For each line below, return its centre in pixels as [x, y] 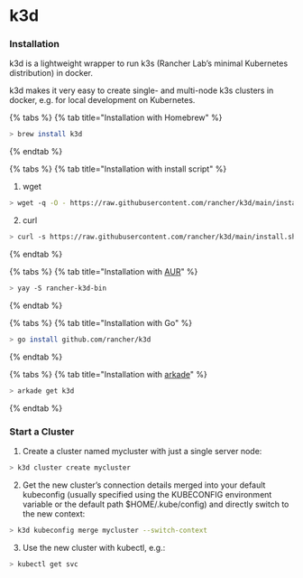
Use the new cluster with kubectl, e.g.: [94, 547]
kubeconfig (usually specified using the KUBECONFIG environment [147, 494]
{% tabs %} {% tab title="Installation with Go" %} [101, 322]
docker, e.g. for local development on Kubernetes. [102, 100]
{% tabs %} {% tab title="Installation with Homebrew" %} [116, 117]
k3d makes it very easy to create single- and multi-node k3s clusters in [142, 90]
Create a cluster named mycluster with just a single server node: [142, 452]
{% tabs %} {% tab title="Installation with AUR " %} [104, 272]
